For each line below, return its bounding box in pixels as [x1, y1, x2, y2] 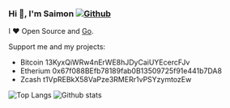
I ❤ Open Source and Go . [8, 27, 94, 36]
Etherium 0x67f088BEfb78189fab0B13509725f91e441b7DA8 [19, 66, 223, 76]
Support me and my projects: [8, 42, 106, 52]
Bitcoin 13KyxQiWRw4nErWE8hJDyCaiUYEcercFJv [19, 57, 190, 68]
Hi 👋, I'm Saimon [8, 8, 75, 19]
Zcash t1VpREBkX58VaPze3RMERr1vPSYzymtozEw [19, 75, 192, 85]
